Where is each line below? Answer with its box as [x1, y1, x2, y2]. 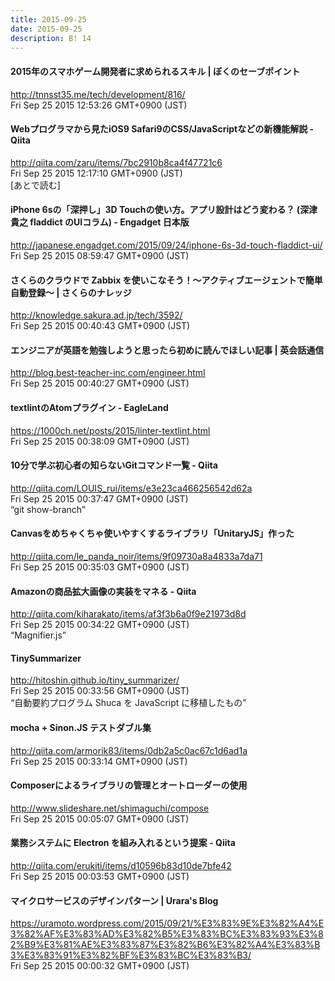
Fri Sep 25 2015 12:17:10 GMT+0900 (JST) [10, 167, 183, 179]
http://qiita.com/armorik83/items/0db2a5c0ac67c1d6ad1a [10, 744, 248, 756]
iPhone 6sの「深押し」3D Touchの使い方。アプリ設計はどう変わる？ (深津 [10, 204, 318, 216]
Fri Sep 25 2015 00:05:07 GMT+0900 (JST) [10, 812, 190, 825]
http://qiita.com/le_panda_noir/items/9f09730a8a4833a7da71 [10, 551, 263, 562]
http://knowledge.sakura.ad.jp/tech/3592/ [10, 309, 183, 321]
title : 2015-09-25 [10, 14, 87, 25]
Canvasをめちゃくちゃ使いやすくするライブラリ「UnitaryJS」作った [10, 527, 295, 540]
